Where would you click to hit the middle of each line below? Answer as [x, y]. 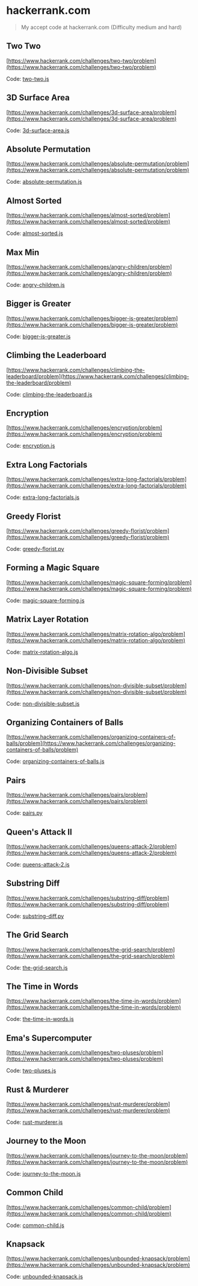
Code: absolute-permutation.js [44, 182]
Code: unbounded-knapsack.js [45, 1277]
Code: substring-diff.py [35, 916]
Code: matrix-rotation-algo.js [42, 652]
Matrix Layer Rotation [48, 619]
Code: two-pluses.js [31, 1071]
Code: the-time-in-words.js [40, 1019]
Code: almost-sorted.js [35, 233]
